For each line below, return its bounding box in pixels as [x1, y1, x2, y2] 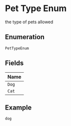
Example [5, 103, 32, 111]
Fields [5, 59, 24, 67]
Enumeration [5, 33, 45, 41]
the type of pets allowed [5, 19, 54, 25]
